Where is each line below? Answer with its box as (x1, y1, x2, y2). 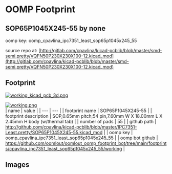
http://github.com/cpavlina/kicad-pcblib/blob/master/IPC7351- (5, 124, 137, 130)
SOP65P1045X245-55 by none (5, 24, 106, 33)
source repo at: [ (5, 48, 40, 53)
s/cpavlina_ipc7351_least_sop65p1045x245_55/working (5, 145, 122, 151)
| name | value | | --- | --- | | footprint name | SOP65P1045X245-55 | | (5, 107, 152, 114)
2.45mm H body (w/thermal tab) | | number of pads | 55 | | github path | (5, 118, 157, 124)
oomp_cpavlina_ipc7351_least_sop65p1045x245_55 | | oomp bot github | (5, 135, 158, 141)
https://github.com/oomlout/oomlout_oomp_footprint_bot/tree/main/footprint (5, 140, 167, 146)
